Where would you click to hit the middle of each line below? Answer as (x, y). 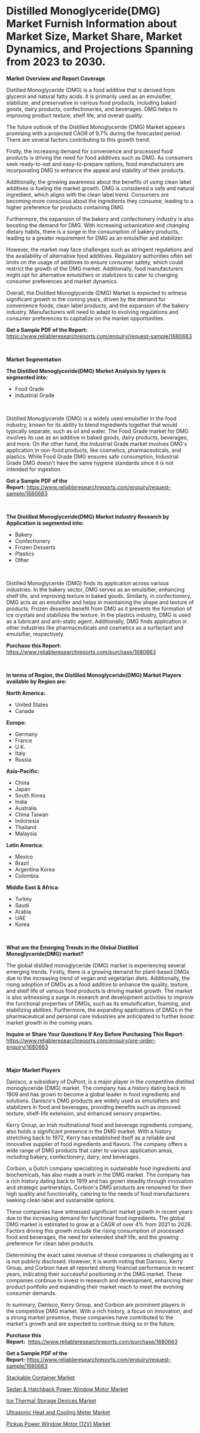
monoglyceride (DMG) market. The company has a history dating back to (96, 1088)
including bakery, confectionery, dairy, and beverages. (73, 1157)
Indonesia (27, 821)
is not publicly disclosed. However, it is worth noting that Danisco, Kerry (95, 1261)
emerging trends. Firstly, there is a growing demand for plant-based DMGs (98, 971)
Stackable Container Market (41, 1377)
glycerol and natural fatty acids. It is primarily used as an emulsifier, (89, 96)
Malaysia (26, 833)
